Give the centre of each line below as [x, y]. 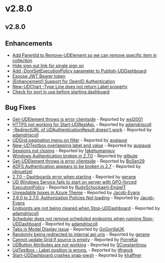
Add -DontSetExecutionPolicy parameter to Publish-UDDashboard [79, 71]
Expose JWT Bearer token [39, 76]
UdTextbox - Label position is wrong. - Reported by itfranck [73, 250]
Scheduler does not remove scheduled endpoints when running [77, 219]
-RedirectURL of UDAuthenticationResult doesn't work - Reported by [82, 130]
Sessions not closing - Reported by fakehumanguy [64, 151]
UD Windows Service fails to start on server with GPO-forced [74, 182]
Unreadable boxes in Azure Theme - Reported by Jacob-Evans [76, 193]
